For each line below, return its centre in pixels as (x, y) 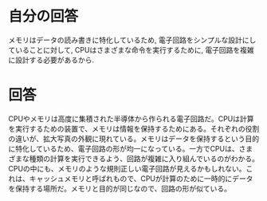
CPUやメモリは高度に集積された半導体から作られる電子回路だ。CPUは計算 (131, 118)
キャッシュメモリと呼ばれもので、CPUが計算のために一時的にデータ (141, 178)
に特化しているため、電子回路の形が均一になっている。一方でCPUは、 (124, 148)
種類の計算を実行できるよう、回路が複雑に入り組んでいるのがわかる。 (144, 158)
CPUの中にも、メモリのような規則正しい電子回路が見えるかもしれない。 (127, 168)
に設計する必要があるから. (51, 60)
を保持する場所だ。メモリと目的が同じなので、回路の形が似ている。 (120, 188)
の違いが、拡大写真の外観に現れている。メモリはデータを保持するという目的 (134, 138)
